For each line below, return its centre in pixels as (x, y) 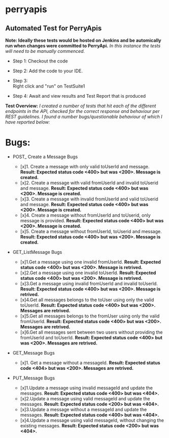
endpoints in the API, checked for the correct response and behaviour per (82, 111)
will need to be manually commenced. (45, 51)
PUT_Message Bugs (33, 378)
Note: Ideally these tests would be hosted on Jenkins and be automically (83, 40)
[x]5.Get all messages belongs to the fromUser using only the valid (90, 316)
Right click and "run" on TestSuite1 (49, 86)
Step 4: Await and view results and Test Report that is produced (79, 96)
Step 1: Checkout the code (40, 61)
